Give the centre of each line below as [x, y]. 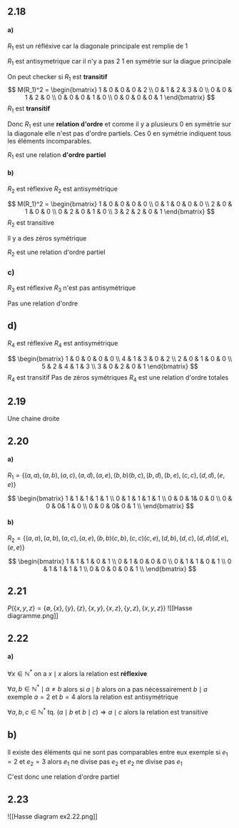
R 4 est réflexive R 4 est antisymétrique [63, 344]
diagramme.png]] [33, 616]
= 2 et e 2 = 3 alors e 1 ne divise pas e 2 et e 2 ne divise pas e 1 [95, 762]
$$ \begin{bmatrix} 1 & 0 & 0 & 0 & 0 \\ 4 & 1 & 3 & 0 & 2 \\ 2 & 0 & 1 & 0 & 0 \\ [120, 358]
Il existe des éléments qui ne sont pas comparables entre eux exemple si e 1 [118, 753]
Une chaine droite [34, 419]
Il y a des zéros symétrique [47, 238]
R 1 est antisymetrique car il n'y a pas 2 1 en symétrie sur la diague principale [119, 62]
